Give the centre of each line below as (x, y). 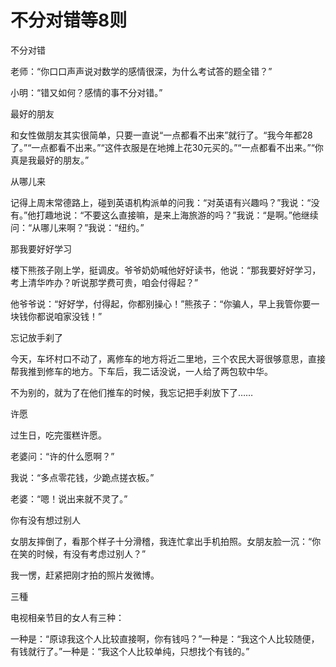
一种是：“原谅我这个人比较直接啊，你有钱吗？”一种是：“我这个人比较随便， (165, 638)
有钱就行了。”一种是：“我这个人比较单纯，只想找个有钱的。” (130, 651)
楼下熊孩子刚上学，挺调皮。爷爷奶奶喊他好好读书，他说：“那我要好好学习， (166, 270)
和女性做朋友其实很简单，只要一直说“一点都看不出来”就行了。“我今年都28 (161, 135)
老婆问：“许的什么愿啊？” (62, 456)
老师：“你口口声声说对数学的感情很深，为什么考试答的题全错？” (141, 71)
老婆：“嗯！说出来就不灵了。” (69, 498)
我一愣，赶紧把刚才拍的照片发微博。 (85, 575)
